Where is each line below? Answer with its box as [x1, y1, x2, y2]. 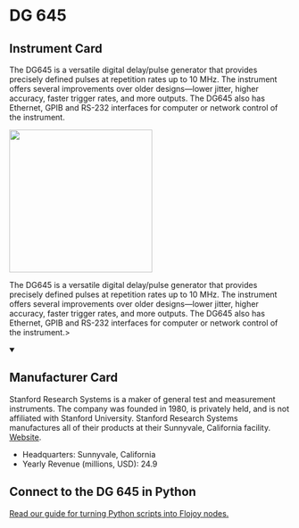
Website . [9, 432, 42, 442]
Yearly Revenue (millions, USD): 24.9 [21, 458, 158, 469]
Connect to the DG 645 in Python [9, 484, 196, 499]
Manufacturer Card [9, 370, 119, 385]
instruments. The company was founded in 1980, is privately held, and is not [9, 403, 290, 414]
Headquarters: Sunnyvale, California [21, 449, 156, 459]
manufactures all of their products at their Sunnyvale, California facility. [9, 422, 270, 433]
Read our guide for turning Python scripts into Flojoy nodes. [9, 507, 229, 518]
